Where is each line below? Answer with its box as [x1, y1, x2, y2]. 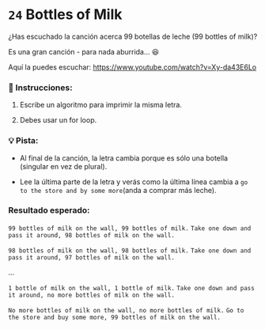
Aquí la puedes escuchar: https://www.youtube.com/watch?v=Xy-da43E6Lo [8, 62, 257, 72]
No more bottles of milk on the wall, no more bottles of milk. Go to [8, 306, 244, 314]
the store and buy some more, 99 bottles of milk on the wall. [8, 313, 221, 321]
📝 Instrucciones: [8, 81, 73, 93]
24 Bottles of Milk [8, 6, 123, 24]
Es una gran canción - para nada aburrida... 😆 [8, 47, 160, 56]
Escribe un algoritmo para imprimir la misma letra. [19, 100, 182, 110]
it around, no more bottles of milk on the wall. [8, 291, 176, 299]
